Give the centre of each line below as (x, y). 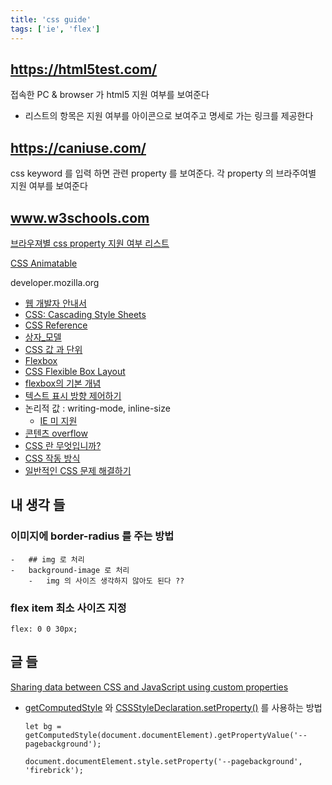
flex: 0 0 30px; (44, 629)
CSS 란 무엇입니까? (63, 445)
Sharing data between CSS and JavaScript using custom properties (149, 687)
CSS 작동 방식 (52, 458)
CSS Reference (56, 325)
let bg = (43, 726)
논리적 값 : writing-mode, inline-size (97, 408)
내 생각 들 (38, 505)
